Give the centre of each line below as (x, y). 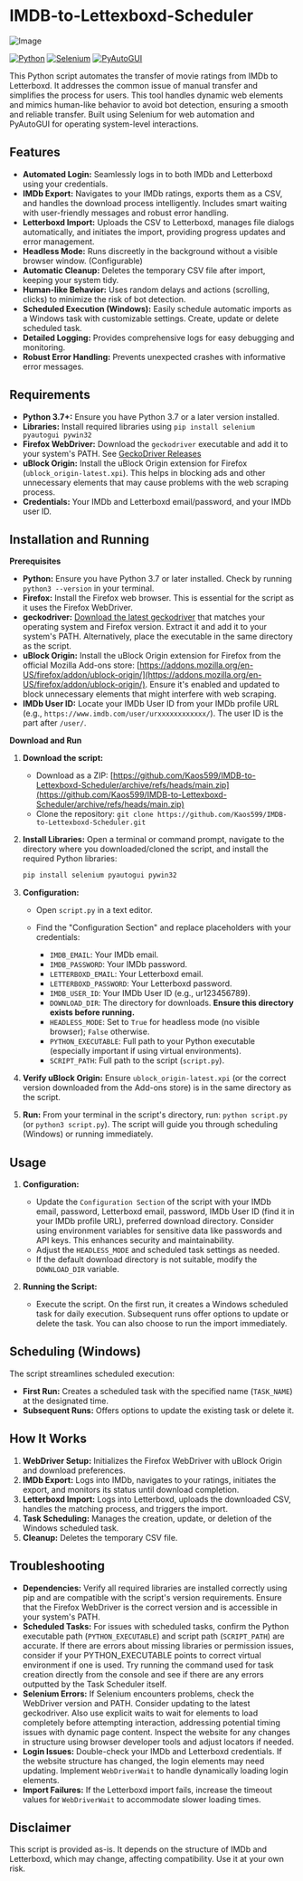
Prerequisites (35, 561)
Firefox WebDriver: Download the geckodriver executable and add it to (155, 443)
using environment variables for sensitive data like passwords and (159, 1230)
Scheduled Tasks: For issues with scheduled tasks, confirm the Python (156, 1626)
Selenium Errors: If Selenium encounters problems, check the (138, 1694)
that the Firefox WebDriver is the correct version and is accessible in (150, 1607)
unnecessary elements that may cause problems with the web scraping (156, 482)
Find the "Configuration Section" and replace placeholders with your (164, 927)
